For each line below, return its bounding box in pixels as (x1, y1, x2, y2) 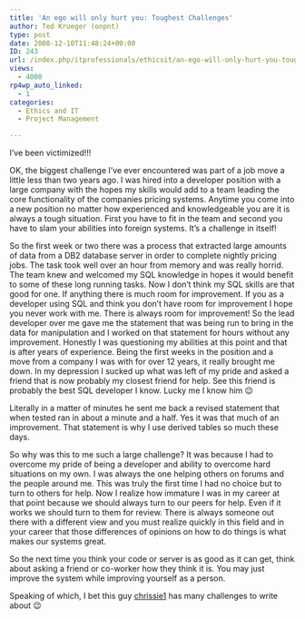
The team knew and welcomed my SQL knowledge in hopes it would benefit (9, 270, 294, 280)
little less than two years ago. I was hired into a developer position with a (9, 174, 281, 186)
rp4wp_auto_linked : (9, 81, 84, 90)
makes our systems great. (9, 536, 107, 547)
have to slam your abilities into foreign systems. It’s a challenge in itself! (9, 223, 277, 234)
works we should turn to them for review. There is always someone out (9, 507, 275, 518)
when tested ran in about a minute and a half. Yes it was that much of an (9, 412, 280, 423)
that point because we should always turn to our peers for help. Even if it (9, 497, 281, 508)
